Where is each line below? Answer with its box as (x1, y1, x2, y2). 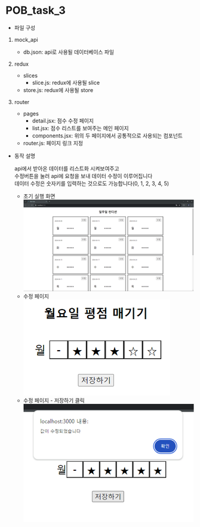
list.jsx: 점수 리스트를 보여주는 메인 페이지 (32, 124, 129, 131)
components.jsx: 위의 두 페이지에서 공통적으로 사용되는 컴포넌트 (32, 132, 183, 139)
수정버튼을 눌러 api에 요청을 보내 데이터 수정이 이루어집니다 (14, 172, 153, 179)
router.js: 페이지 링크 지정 (23, 139, 84, 146)
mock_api (14, 36, 38, 43)
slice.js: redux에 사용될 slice (32, 79, 100, 86)
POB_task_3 (5, 4, 66, 17)
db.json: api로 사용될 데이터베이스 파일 (23, 48, 115, 56)
